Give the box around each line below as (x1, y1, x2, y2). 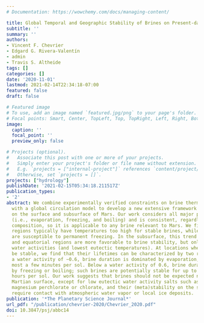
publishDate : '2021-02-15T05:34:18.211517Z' (6, 183, 121, 189)
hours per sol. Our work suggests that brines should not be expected (12, 273, 194, 279)
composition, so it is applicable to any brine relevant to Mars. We (12, 222, 191, 228)
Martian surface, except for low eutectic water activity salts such (12, 279, 191, 285)
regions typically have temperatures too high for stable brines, (12, 228, 183, 234)
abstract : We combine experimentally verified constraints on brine (6, 200, 183, 206)
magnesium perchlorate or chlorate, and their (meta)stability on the (12, 285, 194, 291)
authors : (6, 37, 29, 43)
